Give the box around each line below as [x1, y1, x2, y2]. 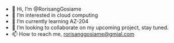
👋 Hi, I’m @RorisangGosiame [11, 6, 81, 12]
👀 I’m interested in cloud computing [11, 12, 99, 19]
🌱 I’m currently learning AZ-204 [11, 18, 89, 24]
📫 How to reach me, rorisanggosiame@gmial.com [11, 31, 134, 37]
